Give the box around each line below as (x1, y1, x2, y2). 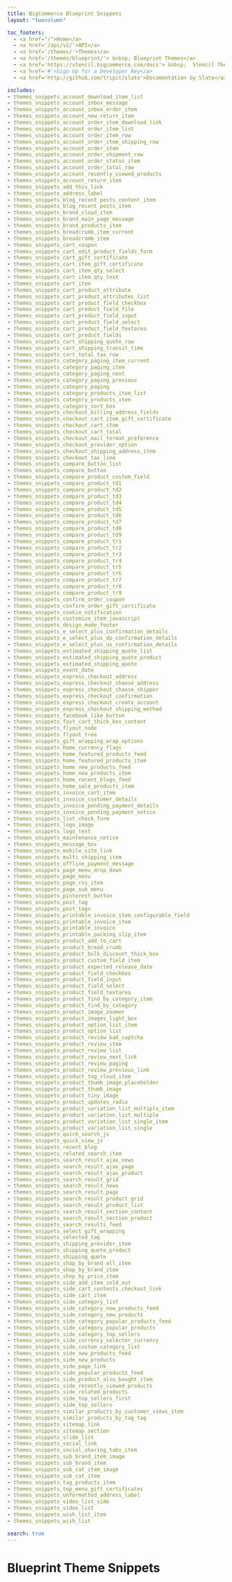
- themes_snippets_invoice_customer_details (7, 795, 137, 803)
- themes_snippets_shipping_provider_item (7, 1240, 131, 1248)
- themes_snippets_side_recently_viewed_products (7, 1382, 153, 1389)
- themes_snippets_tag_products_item (7, 1479, 116, 1486)
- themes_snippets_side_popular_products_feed (7, 1369, 144, 1376)
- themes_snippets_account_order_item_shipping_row (7, 138, 159, 146)
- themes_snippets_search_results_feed (7, 1221, 122, 1228)
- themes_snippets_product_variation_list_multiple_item (7, 1105, 175, 1112)
